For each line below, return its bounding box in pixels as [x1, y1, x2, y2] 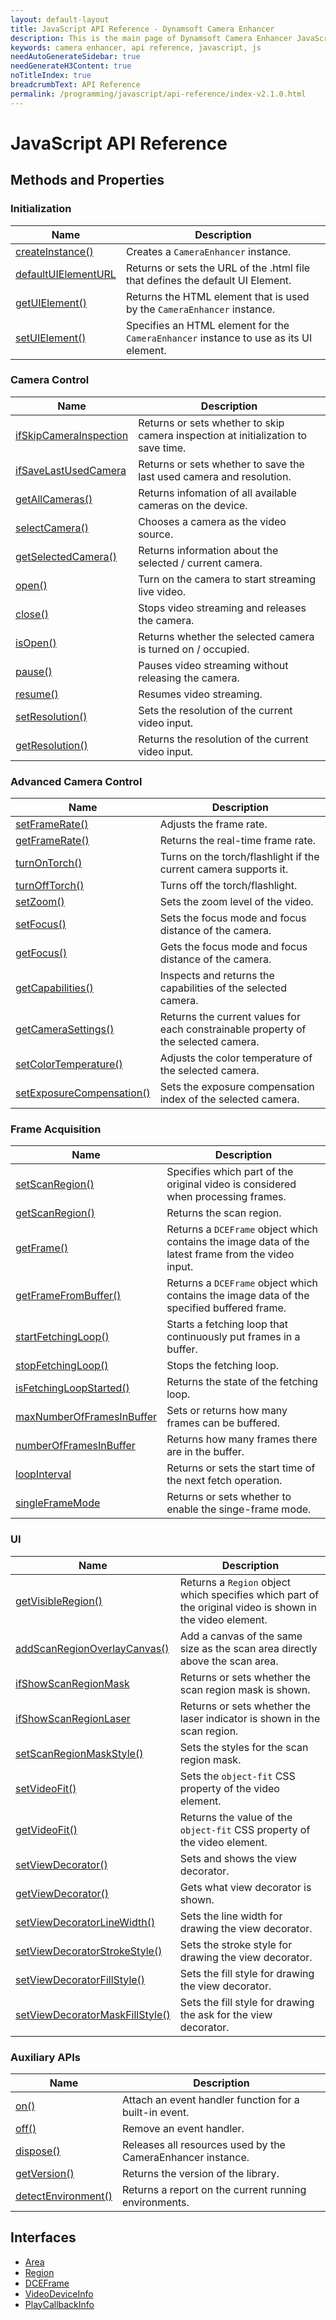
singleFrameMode [15, 1496, 101, 1510]
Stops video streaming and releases [138, 601, 307, 615]
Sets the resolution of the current [138, 703, 293, 717]
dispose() [15, 2144, 61, 2158]
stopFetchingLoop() [15, 1359, 109, 1373]
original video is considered [166, 1177, 297, 1191]
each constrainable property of [159, 1022, 307, 1036]
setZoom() [15, 895, 65, 909]
